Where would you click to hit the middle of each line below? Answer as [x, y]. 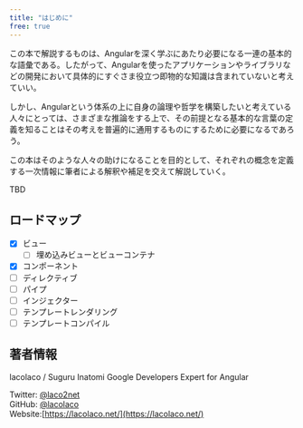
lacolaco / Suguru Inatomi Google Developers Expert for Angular [129, 376]
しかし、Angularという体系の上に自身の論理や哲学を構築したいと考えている [151, 106]
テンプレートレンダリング [70, 311]
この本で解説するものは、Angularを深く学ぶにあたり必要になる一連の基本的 [151, 53]
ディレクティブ [50, 277]
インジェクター [50, 300]
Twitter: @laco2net [45, 394]
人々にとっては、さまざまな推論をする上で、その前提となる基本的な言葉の [147, 118]
